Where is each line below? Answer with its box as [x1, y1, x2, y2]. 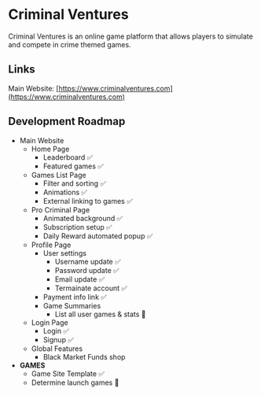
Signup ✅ [42, 334, 75, 344]
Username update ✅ [54, 257, 121, 266]
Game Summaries [42, 301, 101, 310]
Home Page [31, 144, 70, 153]
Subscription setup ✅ [42, 222, 112, 231]
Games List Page [31, 170, 86, 179]
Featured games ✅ [42, 161, 104, 171]
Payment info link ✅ [42, 292, 108, 301]
